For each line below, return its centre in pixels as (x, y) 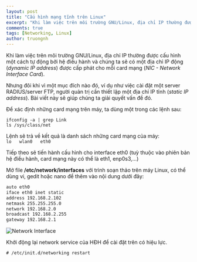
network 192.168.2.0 (31, 209)
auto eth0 (18, 187)
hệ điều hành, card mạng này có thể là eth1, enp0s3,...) (72, 159)
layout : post (22, 11)
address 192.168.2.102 (34, 198)
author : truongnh (27, 39)
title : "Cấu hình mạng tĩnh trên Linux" (56, 17)
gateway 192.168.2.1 (31, 220)
